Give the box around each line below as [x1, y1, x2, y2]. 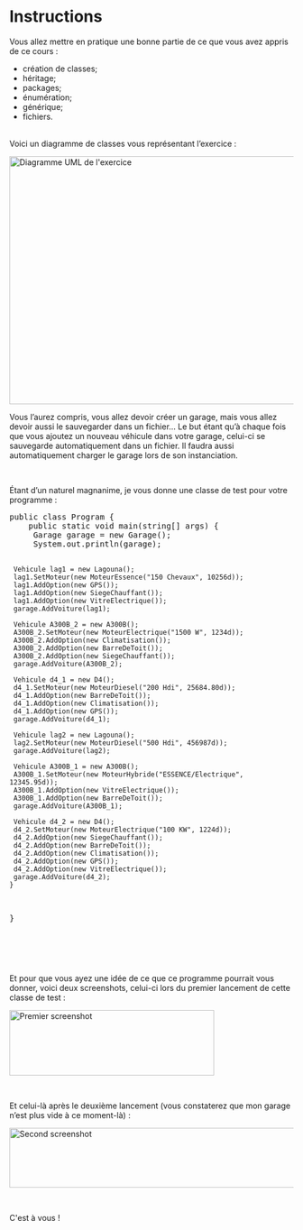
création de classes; [22, 63, 98, 74]
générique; [22, 101, 64, 112]
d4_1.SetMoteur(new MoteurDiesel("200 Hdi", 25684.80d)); [13, 683, 236, 692]
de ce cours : [9, 45, 59, 56]
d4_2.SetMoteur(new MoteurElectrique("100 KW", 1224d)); [13, 825, 232, 834]
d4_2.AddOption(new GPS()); [13, 857, 119, 866]
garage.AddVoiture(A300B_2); [13, 659, 124, 668]
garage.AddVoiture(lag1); [13, 604, 111, 613]
